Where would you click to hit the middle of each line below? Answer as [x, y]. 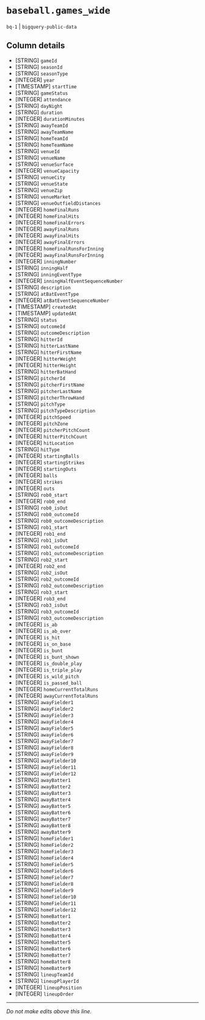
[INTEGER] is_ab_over [43, 631]
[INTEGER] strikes [39, 481]
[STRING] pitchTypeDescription [55, 410]
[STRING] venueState [41, 183]
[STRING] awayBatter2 [43, 786]
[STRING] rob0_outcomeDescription [59, 520]
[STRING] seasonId [39, 66]
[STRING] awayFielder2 [44, 708]
